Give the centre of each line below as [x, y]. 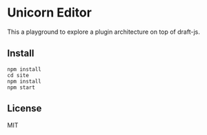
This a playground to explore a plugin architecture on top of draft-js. [103, 32]
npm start [21, 87]
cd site [18, 75]
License [24, 108]
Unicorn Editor [49, 13]
